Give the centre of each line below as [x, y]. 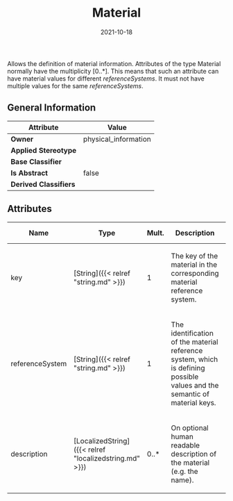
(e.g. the [185, 471]
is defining [188, 368]
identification [192, 333]
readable [185, 445]
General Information [52, 108]
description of [194, 454]
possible [185, 377]
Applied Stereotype [44, 150]
